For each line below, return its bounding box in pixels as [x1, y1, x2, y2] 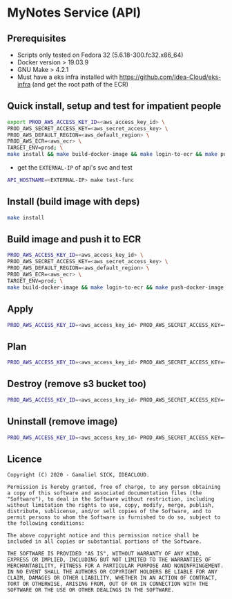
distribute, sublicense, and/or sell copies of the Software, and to [7, 508, 212, 515]
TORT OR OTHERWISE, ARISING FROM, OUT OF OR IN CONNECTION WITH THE [7, 580, 209, 588]
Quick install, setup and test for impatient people [7, 100, 222, 112]
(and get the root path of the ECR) [32, 80, 129, 88]
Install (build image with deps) [7, 196, 140, 208]
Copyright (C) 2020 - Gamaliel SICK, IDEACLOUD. [7, 472, 150, 479]
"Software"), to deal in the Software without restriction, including [7, 496, 215, 503]
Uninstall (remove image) [7, 415, 118, 427]
